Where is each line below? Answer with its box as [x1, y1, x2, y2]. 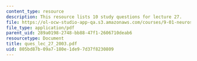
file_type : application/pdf [6, 24, 75, 31]
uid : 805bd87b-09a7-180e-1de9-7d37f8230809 [6, 46, 114, 52]
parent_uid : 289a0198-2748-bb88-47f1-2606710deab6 [6, 30, 133, 36]
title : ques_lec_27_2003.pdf [6, 41, 77, 47]
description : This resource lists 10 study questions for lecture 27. [6, 14, 182, 20]
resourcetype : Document [6, 35, 64, 41]
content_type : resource [6, 8, 64, 15]
